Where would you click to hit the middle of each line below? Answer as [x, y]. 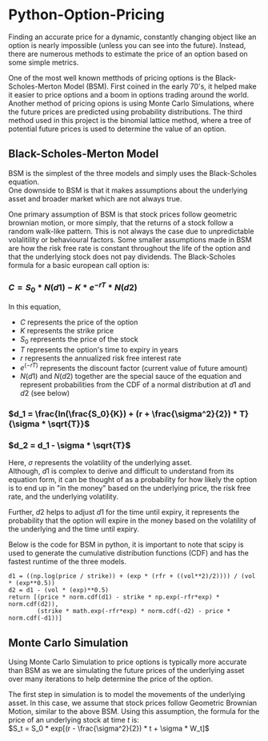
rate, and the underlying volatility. [63, 496]
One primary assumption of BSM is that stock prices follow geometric [123, 214]
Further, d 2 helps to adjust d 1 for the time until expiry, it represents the [124, 512]
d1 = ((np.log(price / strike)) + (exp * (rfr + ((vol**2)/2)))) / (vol [132, 576]
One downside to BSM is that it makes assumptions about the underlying [128, 190]
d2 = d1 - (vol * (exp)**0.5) [59, 590]
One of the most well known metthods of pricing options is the [111, 78]
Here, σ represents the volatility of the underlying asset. [100, 463]
